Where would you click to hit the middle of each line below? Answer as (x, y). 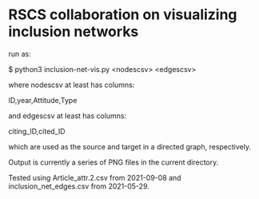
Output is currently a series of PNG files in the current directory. (114, 162)
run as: (20, 54)
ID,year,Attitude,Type (43, 100)
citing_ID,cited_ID (37, 131)
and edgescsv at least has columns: (68, 115)
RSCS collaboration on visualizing (123, 15)
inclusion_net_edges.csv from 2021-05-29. (79, 186)
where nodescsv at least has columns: (72, 85)
